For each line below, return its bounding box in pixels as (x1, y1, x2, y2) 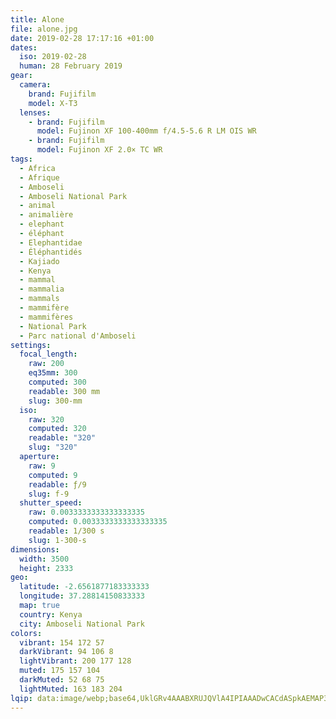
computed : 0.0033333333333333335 (28, 517, 168, 527)
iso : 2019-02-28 (19, 52, 87, 62)
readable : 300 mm (28, 386, 101, 396)
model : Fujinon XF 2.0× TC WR (36, 145, 163, 155)
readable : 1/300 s (28, 526, 105, 536)
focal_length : (19, 349, 78, 360)
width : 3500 (19, 554, 70, 564)
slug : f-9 (28, 489, 70, 499)
